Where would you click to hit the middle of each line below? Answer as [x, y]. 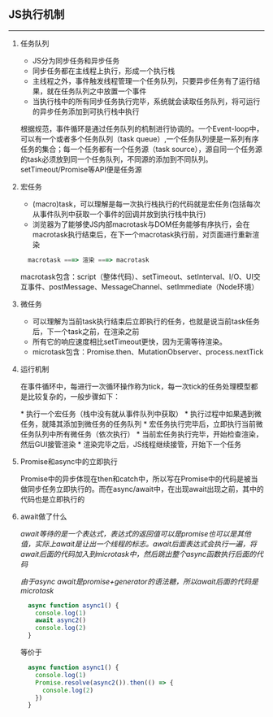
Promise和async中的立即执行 [69, 461]
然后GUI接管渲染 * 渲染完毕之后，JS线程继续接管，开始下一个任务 [131, 444]
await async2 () [61, 620]
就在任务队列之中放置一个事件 [97, 91]
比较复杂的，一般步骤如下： [74, 396]
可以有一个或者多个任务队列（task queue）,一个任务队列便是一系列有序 [139, 139]
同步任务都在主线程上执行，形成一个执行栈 [104, 71]
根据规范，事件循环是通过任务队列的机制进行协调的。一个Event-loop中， [142, 128]
